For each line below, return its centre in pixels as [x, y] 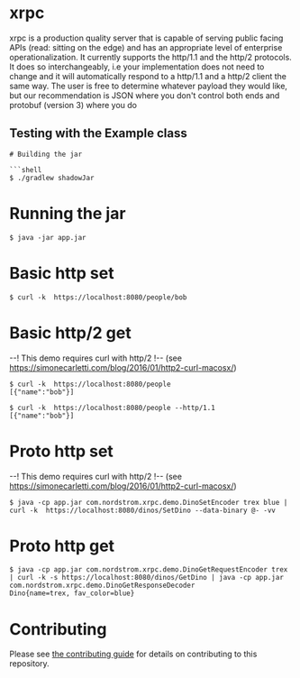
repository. [29, 664]
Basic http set [62, 273]
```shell [26, 169]
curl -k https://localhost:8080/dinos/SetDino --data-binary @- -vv [143, 510]
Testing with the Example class [98, 133]
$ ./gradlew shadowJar [52, 178]
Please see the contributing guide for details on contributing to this [133, 654]
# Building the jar [46, 154]
